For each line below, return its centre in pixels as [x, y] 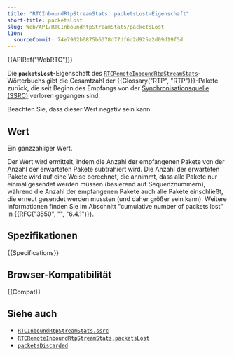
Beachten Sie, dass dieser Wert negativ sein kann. [80, 109]
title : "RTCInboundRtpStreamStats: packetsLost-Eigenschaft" [98, 14]
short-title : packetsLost [45, 20]
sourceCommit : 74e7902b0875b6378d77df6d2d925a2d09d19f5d [98, 40]
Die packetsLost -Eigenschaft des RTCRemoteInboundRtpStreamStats [103, 74]
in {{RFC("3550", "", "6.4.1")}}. [51, 214]
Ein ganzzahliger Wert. [40, 148]
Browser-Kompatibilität [60, 275]
